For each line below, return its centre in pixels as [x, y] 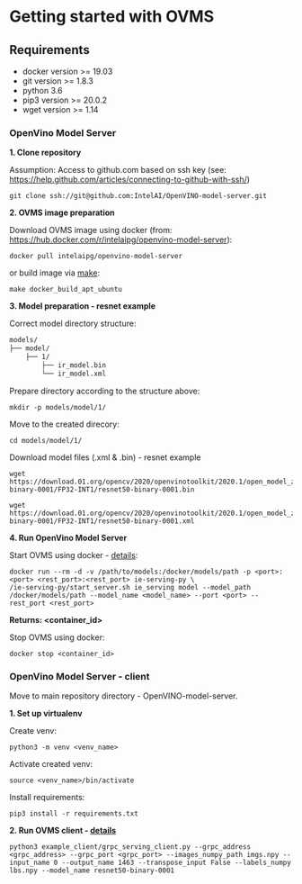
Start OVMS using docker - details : [74, 555]
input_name [30, 862]
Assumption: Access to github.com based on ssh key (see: [118, 170]
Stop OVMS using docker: [57, 637]
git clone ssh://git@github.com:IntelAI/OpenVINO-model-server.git [138, 196]
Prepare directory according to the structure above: [105, 391]
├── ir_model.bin [74, 365]
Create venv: [33, 730]
